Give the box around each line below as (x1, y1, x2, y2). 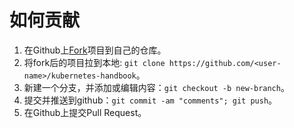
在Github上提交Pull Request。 (23, 106, 147, 118)
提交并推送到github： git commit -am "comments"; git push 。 (23, 94, 278, 106)
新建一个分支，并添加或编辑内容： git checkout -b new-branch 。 (23, 81, 290, 93)
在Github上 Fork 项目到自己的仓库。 (23, 44, 167, 56)
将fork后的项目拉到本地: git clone (23, 56, 166, 68)
